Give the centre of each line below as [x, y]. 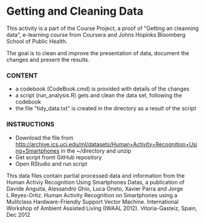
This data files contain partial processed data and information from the [96, 175]
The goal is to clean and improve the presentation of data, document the [98, 53]
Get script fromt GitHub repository [59, 157]
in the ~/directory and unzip [96, 151]
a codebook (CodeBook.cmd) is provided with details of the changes [102, 89]
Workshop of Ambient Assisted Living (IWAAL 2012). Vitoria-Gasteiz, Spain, [102, 208]
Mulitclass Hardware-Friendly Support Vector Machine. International [93, 202]
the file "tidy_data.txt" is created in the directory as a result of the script [106, 108]
